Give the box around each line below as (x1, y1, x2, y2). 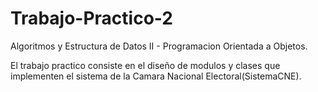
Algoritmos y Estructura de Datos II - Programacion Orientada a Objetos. (10, 40, 308, 52)
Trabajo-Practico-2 (10, 7, 173, 30)
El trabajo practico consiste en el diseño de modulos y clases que (10, 59, 281, 71)
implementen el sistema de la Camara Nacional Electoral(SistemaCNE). (10, 70, 302, 82)
